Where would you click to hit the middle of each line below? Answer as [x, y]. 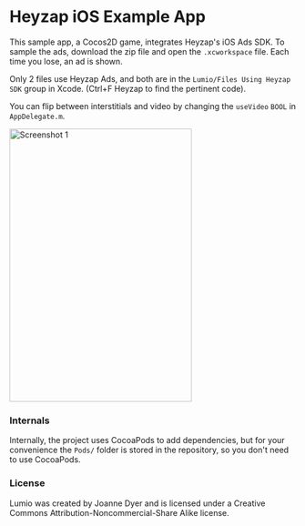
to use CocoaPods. [45, 460]
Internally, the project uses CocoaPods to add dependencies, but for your [147, 440]
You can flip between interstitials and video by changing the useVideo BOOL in [153, 106]
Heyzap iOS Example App [108, 17]
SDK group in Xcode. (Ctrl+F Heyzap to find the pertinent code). [128, 88]
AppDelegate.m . [37, 116]
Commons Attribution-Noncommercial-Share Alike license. [119, 512]
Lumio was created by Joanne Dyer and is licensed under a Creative [137, 503]
